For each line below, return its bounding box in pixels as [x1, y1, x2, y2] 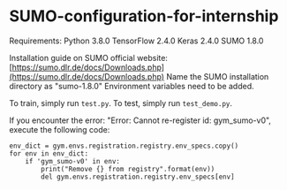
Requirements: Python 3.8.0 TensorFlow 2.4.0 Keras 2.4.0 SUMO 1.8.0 [9, 35, 264, 46]
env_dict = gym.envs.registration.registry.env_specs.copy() [9, 141, 239, 150]
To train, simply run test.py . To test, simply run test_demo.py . [9, 97, 232, 108]
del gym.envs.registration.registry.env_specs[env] [41, 172, 236, 181]
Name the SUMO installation [166, 71, 269, 81]
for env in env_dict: [9, 148, 89, 158]
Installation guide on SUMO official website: [9, 52, 168, 63]
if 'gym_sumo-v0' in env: [25, 156, 121, 165]
